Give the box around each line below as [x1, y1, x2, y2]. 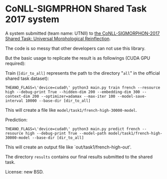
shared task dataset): [5, 75, 49, 81]
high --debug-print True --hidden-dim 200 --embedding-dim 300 [5, 89, 140, 94]
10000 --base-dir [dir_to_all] [25, 98, 91, 103]
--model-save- [117, 94, 147, 99]
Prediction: [5, 116, 28, 123]
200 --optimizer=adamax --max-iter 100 [32, 94, 115, 99]
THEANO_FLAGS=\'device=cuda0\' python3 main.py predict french [5, 126, 140, 131]
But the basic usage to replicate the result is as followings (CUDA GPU [5, 55, 150, 61]
